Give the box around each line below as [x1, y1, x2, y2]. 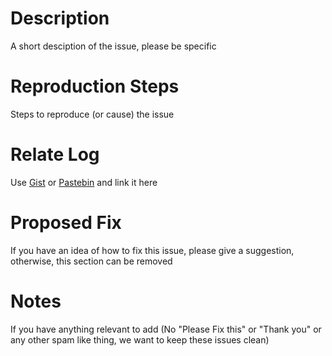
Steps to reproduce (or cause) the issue [10, 108, 175, 120]
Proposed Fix [10, 212, 122, 234]
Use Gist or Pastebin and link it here [10, 176, 158, 188]
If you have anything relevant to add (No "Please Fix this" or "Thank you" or [10, 323, 322, 335]
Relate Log [10, 143, 100, 166]
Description [10, 7, 110, 30]
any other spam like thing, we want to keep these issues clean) [10, 333, 270, 346]
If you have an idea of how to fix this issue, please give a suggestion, [10, 244, 295, 256]
